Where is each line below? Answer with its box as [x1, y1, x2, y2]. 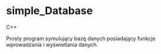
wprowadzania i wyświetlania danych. [6, 41, 98, 48]
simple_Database [6, 4, 93, 18]
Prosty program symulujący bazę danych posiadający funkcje [6, 35, 156, 42]
